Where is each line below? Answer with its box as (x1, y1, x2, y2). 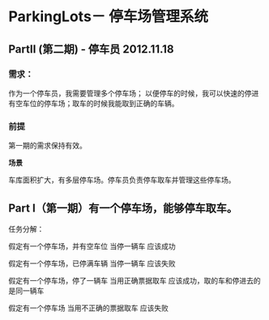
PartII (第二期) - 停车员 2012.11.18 (8, 42, 174, 56)
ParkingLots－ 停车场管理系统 (8, 7, 209, 26)
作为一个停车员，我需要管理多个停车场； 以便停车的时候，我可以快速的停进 (8, 88, 259, 98)
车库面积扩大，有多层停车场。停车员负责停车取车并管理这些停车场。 (8, 175, 236, 185)
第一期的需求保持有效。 (8, 141, 87, 151)
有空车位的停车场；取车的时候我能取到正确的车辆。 (8, 98, 179, 108)
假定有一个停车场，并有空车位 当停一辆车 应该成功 (8, 241, 176, 251)
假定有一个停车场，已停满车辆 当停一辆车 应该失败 (8, 258, 176, 268)
